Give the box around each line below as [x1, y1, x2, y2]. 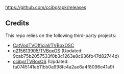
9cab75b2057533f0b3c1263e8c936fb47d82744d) [12, 53, 119, 59]
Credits [5, 19, 30, 27]
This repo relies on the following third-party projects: [5, 32, 116, 39]
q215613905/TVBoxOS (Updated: [12, 48, 83, 54]
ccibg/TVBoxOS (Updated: [12, 58, 69, 64]
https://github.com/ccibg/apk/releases [5, 5, 87, 10]
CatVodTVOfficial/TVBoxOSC [12, 42, 75, 48]
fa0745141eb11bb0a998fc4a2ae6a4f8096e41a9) [12, 63, 115, 70]
